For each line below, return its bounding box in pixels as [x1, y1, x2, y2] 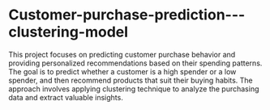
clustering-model [8, 23, 128, 41]
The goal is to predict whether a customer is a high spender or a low [8, 66, 237, 76]
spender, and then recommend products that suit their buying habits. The [8, 75, 253, 85]
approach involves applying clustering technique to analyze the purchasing [8, 83, 259, 94]
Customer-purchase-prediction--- [8, 6, 246, 24]
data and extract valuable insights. [8, 92, 123, 102]
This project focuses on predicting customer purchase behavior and [8, 49, 236, 59]
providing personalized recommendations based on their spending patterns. [8, 58, 263, 68]
